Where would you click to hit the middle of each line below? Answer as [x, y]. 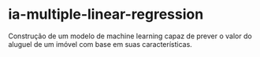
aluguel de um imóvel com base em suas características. [100, 44]
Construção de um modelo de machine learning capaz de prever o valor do [130, 36]
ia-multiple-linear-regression [106, 14]
